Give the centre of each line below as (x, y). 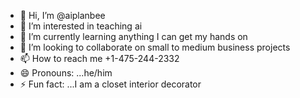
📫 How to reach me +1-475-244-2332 (99, 58)
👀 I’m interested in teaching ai (81, 26)
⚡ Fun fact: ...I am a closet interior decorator (110, 84)
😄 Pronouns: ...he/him (66, 73)
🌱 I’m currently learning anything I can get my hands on (133, 36)
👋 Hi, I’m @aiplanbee (62, 15)
